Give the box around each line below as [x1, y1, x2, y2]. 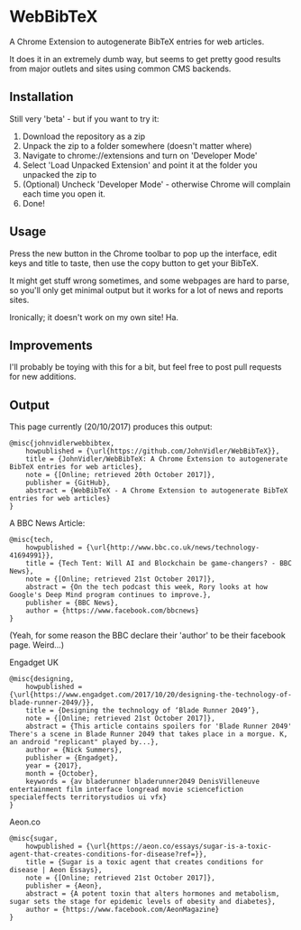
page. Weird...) [9, 640, 65, 650]
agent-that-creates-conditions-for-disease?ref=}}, [9, 850, 207, 859]
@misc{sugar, [9, 834, 59, 843]
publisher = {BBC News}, [25, 598, 119, 608]
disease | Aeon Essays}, [9, 866, 103, 875]
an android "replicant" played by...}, [9, 738, 160, 747]
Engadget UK [9, 657, 59, 668]
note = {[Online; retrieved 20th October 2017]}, [25, 471, 216, 480]
